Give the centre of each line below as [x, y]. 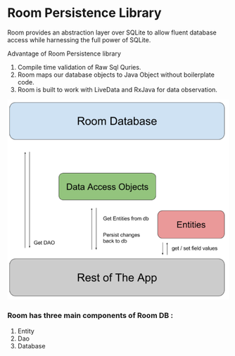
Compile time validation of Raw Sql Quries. [79, 67]
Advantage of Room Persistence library [64, 53]
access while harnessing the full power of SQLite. [79, 39]
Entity [26, 331]
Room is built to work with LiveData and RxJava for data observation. [118, 89]
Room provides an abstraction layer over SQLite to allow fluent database [112, 32]
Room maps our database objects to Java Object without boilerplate [116, 75]
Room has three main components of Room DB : [90, 316]
